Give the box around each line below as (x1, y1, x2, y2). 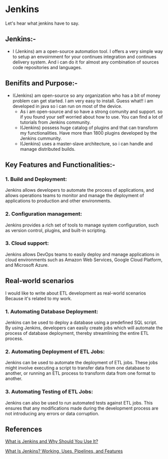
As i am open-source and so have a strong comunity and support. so (20, 108, 162, 114)
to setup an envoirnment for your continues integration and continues (12, 53, 157, 60)
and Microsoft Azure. (5, 262, 49, 268)
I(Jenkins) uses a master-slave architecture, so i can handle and (20, 140, 153, 147)
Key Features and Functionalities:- (5, 160, 116, 169)
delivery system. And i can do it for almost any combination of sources (12, 59, 159, 65)
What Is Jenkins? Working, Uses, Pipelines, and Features (5, 448, 123, 454)
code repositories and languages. (12, 64, 82, 70)
